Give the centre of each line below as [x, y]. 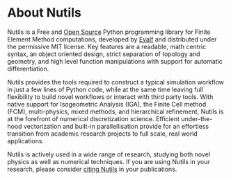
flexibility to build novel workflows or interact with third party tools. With [110, 97]
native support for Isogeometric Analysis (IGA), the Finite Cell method [107, 104]
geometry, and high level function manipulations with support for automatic [115, 61]
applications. [25, 141]
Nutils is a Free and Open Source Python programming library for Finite [109, 32]
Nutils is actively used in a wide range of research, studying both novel [109, 154]
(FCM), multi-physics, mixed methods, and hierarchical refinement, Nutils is [115, 111]
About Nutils [44, 13]
